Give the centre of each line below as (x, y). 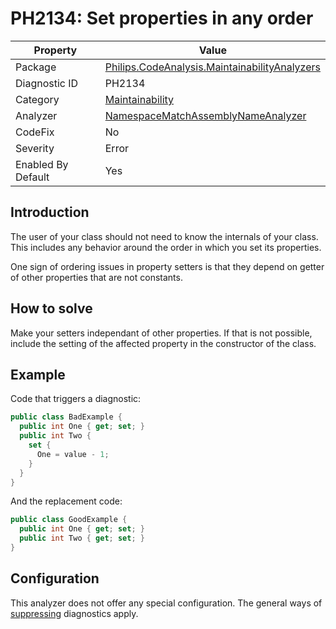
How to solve (51, 308)
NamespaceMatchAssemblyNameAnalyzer (205, 115)
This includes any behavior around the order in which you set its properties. (166, 247)
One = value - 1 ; (73, 454)
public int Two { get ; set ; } (82, 538)
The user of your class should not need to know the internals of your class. (164, 236)
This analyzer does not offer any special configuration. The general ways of (166, 603)
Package (36, 67)
